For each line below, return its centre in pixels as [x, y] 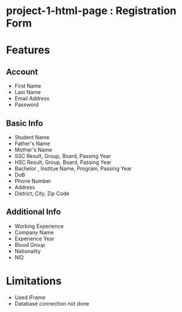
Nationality [28, 251]
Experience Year [34, 239]
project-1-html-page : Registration [91, 11]
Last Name [28, 92]
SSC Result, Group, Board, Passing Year [63, 156]
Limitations [34, 281]
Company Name [34, 232]
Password [27, 105]
